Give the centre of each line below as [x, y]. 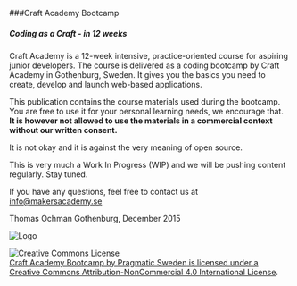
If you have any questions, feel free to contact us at [104, 191]
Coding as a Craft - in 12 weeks [68, 33]
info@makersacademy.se [56, 201]
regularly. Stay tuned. [49, 174]
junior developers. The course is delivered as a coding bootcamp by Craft [144, 65]
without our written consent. [63, 130]
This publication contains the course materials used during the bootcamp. [145, 101]
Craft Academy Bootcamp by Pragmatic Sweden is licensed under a [134, 262]
